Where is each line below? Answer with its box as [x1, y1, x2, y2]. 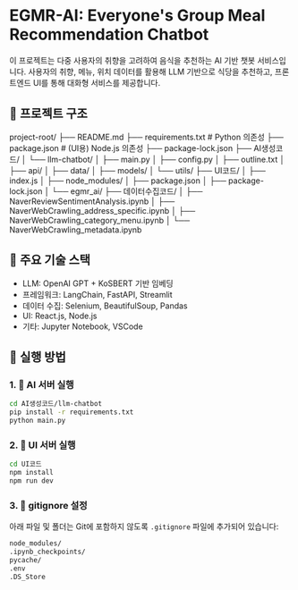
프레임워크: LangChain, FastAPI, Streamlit [21, 289, 173, 299]
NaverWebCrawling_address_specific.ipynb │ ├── [9, 205, 196, 215]
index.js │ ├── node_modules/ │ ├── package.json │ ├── [9, 175, 226, 186]
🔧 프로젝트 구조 [9, 106, 88, 122]
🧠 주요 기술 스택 [9, 252, 91, 268]
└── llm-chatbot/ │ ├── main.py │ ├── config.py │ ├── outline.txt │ [28, 154, 285, 164]
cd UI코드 [9, 459, 42, 469]
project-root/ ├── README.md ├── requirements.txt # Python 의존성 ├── [9, 131, 284, 142]
